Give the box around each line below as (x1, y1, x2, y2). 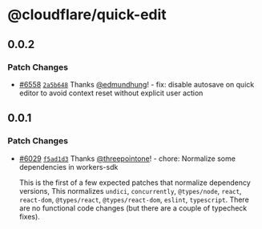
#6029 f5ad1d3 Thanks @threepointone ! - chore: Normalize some (18, 154, 236, 163)
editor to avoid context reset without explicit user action (18, 88, 204, 98)
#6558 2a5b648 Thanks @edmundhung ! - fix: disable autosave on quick (18, 79, 255, 89)
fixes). (18, 211, 41, 221)
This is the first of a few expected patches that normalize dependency (18, 178, 252, 187)
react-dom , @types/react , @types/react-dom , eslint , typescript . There (18, 195, 249, 204)
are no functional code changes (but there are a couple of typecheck (18, 203, 248, 213)
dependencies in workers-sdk (18, 162, 119, 171)
